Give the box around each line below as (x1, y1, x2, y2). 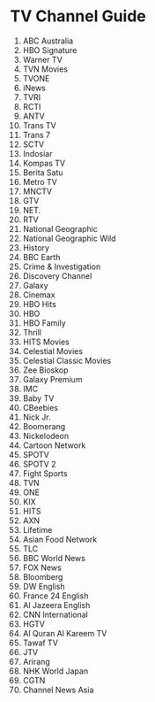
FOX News (22, 562, 63, 573)
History (22, 242, 50, 253)
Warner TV (22, 54, 63, 65)
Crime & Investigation (22, 261, 101, 272)
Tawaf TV (22, 637, 58, 648)
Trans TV (22, 120, 56, 130)
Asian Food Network (22, 534, 98, 544)
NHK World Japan (22, 666, 89, 676)
